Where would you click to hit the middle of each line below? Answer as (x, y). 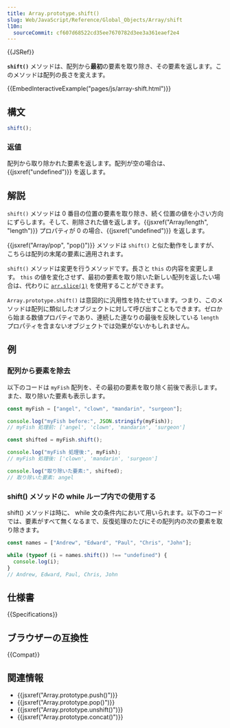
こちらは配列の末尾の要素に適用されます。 (67, 254)
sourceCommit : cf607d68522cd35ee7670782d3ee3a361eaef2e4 (96, 33)
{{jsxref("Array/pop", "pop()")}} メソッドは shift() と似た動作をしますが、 (113, 245)
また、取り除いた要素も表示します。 (58, 396)
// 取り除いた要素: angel (41, 477)
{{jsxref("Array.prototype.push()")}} (67, 695)
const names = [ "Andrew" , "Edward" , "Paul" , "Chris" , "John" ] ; (100, 543)
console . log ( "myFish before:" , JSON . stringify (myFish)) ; (90, 421)
